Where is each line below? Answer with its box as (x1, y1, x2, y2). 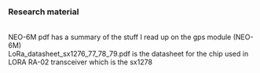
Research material (8, 6, 79, 17)
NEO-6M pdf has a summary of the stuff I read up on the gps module (8, 32, 232, 42)
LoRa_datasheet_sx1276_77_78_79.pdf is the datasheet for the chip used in (8, 49, 249, 59)
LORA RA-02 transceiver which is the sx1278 (8, 57, 153, 67)
